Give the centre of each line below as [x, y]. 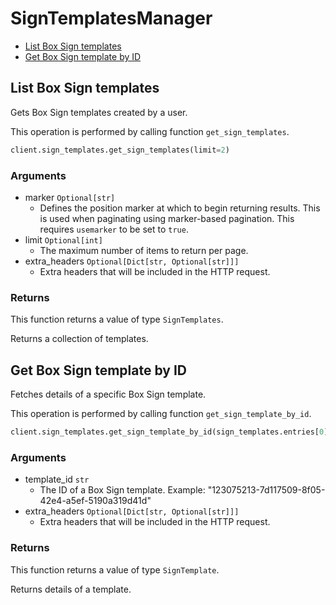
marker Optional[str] [70, 197]
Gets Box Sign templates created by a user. [99, 112]
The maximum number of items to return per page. [144, 250]
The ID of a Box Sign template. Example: [122, 490]
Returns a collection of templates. [79, 339]
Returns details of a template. [71, 589]
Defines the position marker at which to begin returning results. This [180, 208]
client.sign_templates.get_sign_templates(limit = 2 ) [120, 150]
